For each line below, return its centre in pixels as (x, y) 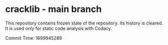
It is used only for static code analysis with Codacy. (59, 28)
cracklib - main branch (53, 9)
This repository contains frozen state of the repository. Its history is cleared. (84, 23)
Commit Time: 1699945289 (34, 38)
